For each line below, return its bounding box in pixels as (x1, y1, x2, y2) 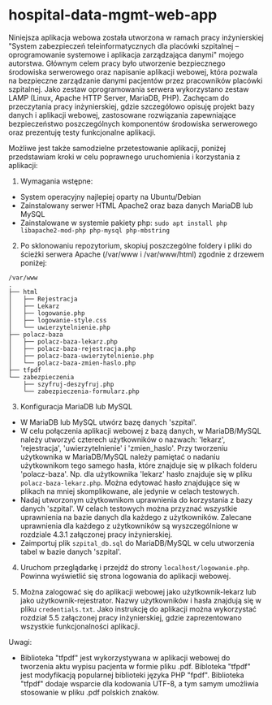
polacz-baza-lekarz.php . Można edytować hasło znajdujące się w (19, 478, 240, 487)
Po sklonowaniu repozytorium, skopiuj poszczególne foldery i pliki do (19, 240, 253, 250)
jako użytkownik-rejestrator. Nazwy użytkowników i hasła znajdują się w (19, 595, 261, 605)
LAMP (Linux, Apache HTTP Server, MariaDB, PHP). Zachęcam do (8, 93, 230, 102)
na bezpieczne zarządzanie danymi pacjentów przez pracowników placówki (8, 76, 263, 85)
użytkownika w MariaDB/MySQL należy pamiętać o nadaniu (19, 452, 221, 461)
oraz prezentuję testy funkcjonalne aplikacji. (8, 128, 157, 137)
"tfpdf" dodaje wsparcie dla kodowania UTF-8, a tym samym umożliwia (19, 678, 259, 688)
